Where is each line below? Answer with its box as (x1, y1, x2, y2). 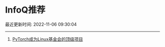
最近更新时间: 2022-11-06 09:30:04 (5, 21, 77, 27)
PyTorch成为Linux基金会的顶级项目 (12, 36, 83, 42)
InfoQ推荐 (5, 4, 46, 16)
